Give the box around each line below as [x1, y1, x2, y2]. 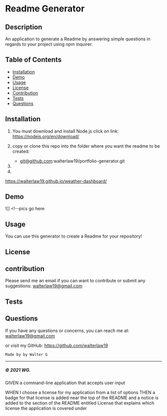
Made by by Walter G [5, 352, 48, 357]
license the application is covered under [5, 405, 87, 411]
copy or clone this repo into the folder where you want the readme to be [12, 143, 160, 149]
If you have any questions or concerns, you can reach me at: [5, 328, 130, 333]
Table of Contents [5, 56, 62, 64]
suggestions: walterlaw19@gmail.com [5, 283, 83, 289]
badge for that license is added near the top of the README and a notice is [5, 395, 159, 401]
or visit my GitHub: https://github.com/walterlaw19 [5, 342, 108, 348]
